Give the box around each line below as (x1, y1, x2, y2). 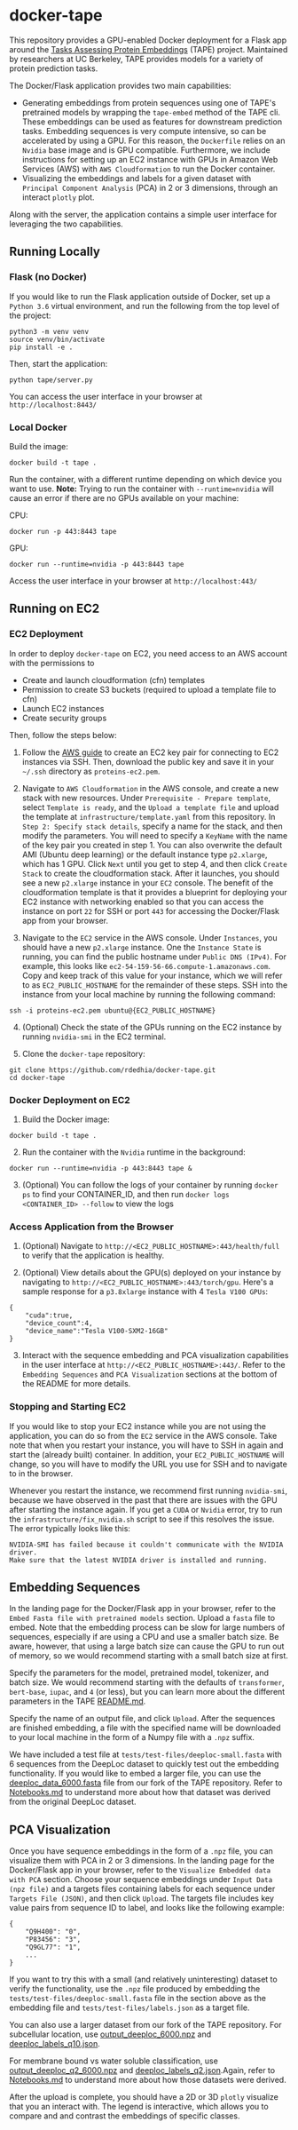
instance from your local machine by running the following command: (21, 989, 277, 999)
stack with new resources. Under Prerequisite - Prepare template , (21, 792, 271, 803)
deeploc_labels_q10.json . (9, 2039, 100, 2049)
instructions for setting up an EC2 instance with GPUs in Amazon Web (21, 154, 278, 164)
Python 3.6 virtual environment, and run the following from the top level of (9, 300, 279, 311)
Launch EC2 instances (21, 703, 105, 713)
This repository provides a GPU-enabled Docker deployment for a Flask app (9, 35, 286, 45)
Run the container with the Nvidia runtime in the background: (21, 1147, 246, 1157)
